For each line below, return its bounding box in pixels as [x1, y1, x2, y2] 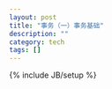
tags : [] [9, 46, 41, 55]
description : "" [9, 29, 69, 38]
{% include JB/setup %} [9, 70, 97, 80]
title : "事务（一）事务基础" [9, 21, 104, 30]
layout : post [9, 12, 57, 22]
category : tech [9, 37, 65, 47]
